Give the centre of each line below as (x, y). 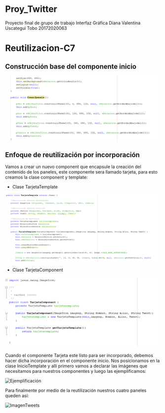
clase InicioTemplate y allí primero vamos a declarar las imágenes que (76, 366)
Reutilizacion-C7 (40, 48)
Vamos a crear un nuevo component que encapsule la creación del (73, 167)
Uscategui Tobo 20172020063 (36, 28)
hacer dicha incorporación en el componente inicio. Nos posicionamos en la (82, 361)
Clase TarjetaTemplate (35, 187)
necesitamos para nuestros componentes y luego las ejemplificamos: (76, 371)
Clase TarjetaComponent (38, 270)
